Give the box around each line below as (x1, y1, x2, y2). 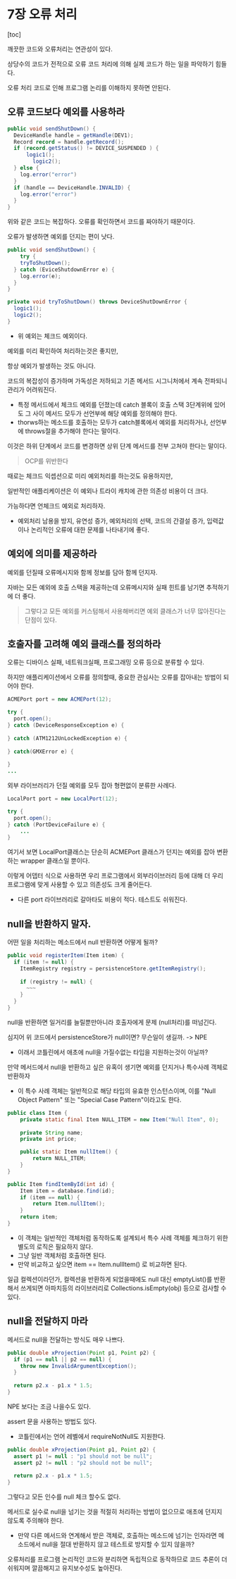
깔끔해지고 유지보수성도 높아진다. (31, 1564, 123, 1573)
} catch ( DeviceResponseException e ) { (7, 722, 125, 729)
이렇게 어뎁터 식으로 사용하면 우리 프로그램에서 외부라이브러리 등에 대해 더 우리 (7, 871, 224, 880)
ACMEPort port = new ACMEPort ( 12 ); (7, 696, 112, 703)
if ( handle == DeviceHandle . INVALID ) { (13, 184, 131, 191)
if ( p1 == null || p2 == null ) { (13, 1356, 112, 1363)
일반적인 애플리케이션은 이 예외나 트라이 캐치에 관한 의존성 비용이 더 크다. (7, 487, 209, 495)
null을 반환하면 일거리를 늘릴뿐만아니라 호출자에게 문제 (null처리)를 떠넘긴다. (7, 1018, 217, 1026)
